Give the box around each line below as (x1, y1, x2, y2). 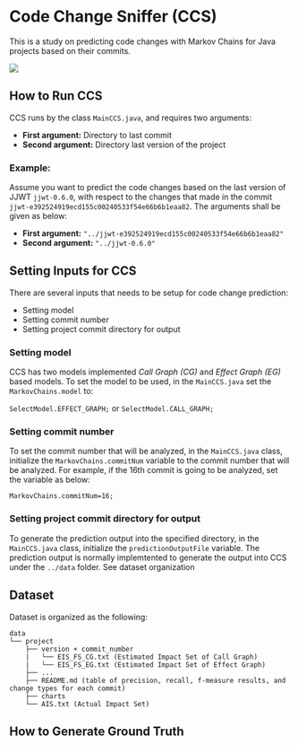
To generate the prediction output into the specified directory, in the (9, 532, 260, 544)
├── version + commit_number (25, 644, 134, 653)
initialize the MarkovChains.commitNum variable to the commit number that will (9, 455, 290, 466)
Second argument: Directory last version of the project (21, 139, 226, 150)
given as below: (9, 211, 67, 222)
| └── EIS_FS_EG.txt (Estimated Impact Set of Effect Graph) (25, 660, 267, 670)
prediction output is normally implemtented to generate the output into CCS (9, 552, 287, 563)
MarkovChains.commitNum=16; (9, 492, 115, 501)
